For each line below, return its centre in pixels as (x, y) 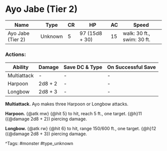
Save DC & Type (83, 67)
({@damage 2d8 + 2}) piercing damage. (46, 119)
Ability (21, 67)
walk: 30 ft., (136, 33)
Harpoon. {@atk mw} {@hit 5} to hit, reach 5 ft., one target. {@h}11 (74, 114)
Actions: (16, 54)
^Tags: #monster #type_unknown (39, 144)
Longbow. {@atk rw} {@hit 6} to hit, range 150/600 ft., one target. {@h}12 (81, 129)
